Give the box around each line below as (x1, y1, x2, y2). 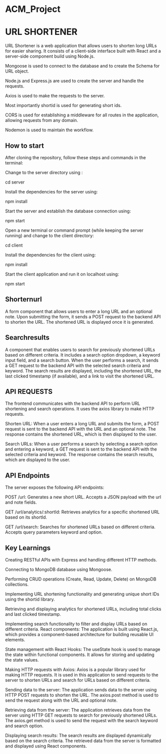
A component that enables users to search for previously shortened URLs (5, 347, 155, 353)
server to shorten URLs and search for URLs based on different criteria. (5, 677, 151, 683)
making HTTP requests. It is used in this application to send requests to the (5, 672, 159, 677)
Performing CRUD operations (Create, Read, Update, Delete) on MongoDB (5, 576, 157, 582)
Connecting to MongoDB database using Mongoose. (5, 566, 112, 572)
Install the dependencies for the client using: (5, 252, 96, 258)
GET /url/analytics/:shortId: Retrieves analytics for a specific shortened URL (5, 509, 160, 515)
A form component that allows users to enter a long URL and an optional (5, 308, 153, 314)
